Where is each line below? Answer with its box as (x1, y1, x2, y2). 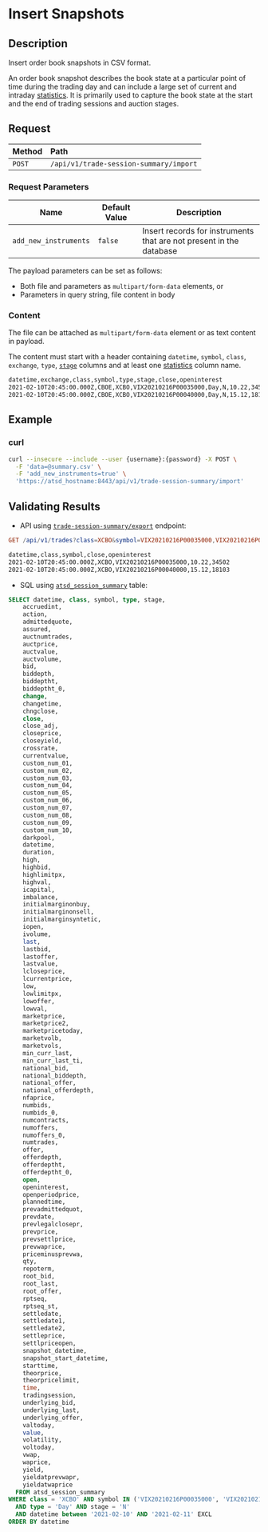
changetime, (22, 699, 62, 708)
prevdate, (22, 1213, 56, 1221)
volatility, (22, 1436, 62, 1444)
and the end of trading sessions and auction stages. (8, 99, 179, 108)
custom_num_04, (22, 782, 73, 790)
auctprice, (22, 640, 59, 648)
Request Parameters (8, 181, 89, 192)
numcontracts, (22, 1116, 69, 1124)
